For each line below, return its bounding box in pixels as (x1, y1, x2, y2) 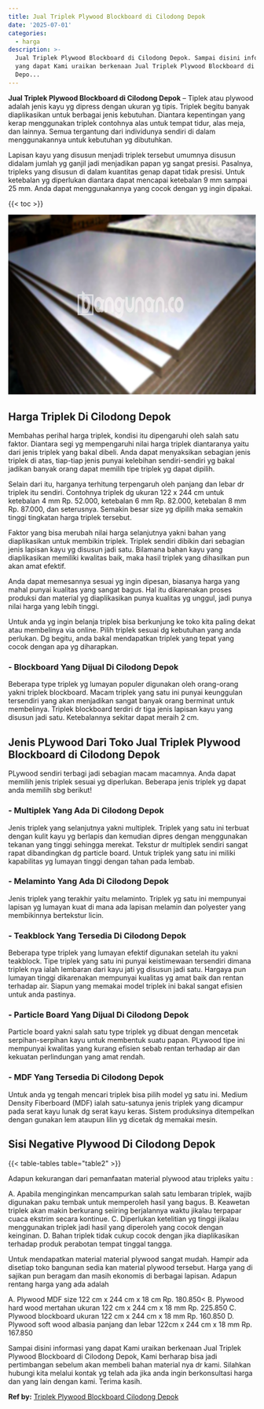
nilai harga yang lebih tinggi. (8, 602, 100, 611)
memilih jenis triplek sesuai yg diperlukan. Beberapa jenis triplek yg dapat (8, 777, 246, 787)
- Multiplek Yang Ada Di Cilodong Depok (8, 805, 164, 816)
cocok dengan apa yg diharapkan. (8, 642, 119, 651)
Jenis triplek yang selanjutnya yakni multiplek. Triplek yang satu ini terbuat (8, 823, 250, 832)
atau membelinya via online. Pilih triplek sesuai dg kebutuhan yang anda (8, 626, 241, 635)
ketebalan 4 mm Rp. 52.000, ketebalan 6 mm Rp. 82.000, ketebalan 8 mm (8, 496, 247, 506)
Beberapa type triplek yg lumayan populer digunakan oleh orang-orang (8, 680, 239, 689)
